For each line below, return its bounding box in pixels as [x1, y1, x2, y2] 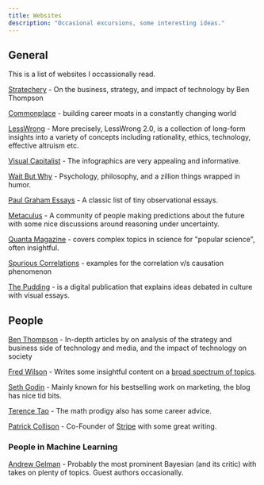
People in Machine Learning [8, 441, 118, 452]
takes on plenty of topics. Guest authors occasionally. [8, 468, 184, 477]
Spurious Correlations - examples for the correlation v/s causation [8, 259, 224, 268]
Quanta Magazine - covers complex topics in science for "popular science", [8, 235, 255, 244]
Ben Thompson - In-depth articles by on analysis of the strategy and [8, 335, 232, 345]
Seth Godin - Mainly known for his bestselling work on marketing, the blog [8, 383, 251, 392]
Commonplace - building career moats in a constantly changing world [8, 109, 236, 118]
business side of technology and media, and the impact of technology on [8, 343, 247, 353]
